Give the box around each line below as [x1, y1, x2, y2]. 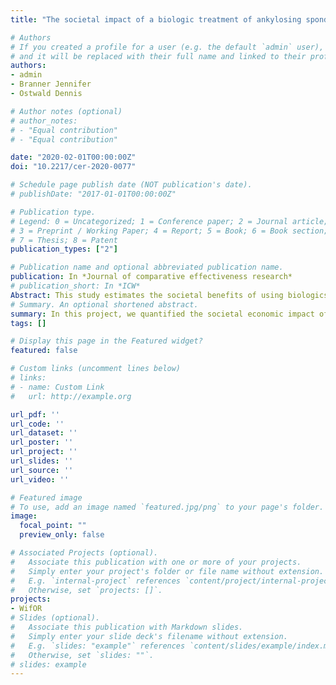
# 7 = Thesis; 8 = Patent [10, 235, 118, 245]
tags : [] [10, 318, 47, 328]
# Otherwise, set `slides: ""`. [10, 650, 155, 660]
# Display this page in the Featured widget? [10, 336, 203, 346]
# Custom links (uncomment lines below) [10, 364, 182, 374]
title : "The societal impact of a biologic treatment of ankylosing [10, 14, 302, 25]
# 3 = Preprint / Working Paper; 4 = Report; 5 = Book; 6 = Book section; [10, 226, 329, 236]
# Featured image [10, 492, 83, 503]
